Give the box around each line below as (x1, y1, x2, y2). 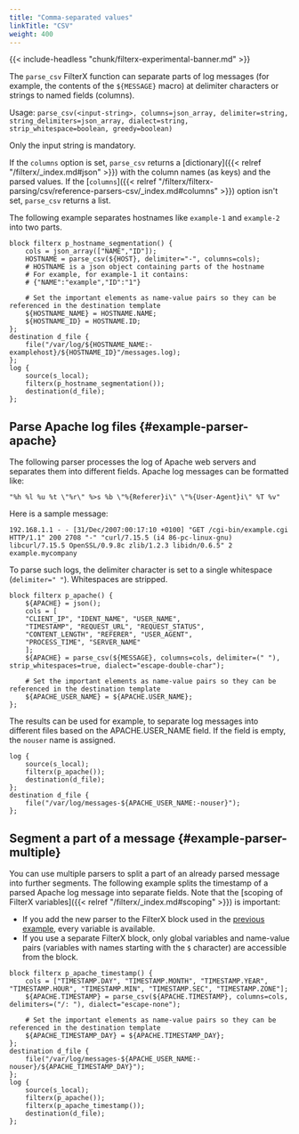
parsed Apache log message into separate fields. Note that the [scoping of (9, 887, 283, 897)
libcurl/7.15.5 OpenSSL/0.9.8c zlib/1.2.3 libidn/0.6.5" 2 (9, 541, 233, 550)
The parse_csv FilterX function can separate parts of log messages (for (9, 71, 270, 82)
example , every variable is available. (21, 923, 156, 934)
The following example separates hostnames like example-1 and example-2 (9, 213, 280, 223)
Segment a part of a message (9, 830, 175, 846)
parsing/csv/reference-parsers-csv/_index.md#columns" (9, 186, 219, 197)
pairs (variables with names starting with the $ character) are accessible (21, 943, 287, 952)
